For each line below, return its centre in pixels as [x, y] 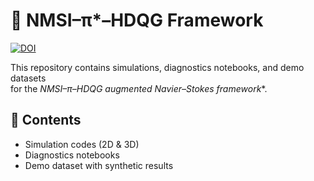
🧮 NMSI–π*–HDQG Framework [137, 20]
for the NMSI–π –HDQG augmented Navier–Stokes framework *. [139, 88]
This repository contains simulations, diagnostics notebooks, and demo [157, 67]
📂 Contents [46, 120]
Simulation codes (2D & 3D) [82, 144]
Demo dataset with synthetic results [99, 165]
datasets [28, 78]
